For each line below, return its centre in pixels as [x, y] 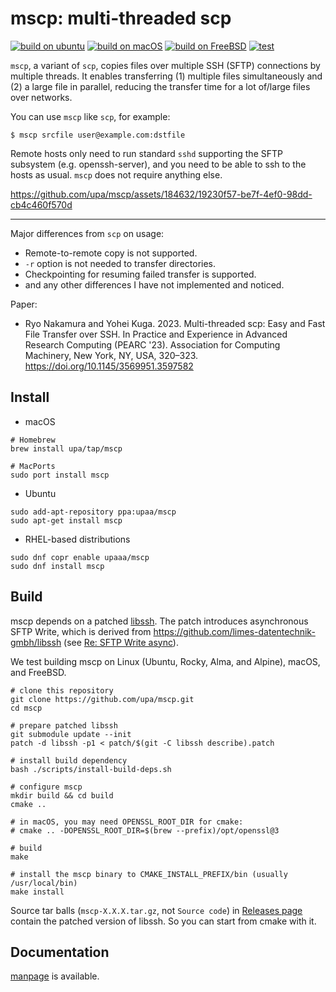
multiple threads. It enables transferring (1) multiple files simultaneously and [166, 76]
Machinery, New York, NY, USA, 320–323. [111, 355]
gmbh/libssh [36, 642]
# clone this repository [62, 690]
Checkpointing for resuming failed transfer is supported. [140, 274]
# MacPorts [33, 466]
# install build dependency [69, 760]
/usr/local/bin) [44, 883]
